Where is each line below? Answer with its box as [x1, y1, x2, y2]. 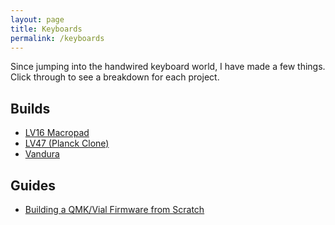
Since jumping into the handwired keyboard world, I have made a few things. [10, 61, 326, 73]
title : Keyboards [10, 24, 83, 34]
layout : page [10, 14, 65, 25]
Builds [10, 100, 51, 117]
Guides [10, 177, 57, 194]
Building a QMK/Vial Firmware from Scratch [24, 204, 205, 215]
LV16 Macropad [24, 127, 90, 139]
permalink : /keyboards [10, 33, 105, 43]
